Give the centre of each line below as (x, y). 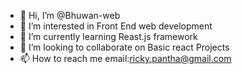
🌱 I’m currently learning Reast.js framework (108, 36)
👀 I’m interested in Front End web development (116, 26)
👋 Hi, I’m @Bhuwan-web (70, 15)
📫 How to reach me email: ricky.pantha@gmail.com (125, 58)
